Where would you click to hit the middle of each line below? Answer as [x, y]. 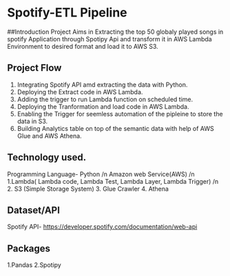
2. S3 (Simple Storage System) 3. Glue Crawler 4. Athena [88, 189]
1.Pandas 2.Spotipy [34, 265]
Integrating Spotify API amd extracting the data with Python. [102, 85]
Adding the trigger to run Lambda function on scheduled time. [105, 99]
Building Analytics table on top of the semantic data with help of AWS [116, 128]
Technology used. [47, 157]
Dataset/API [34, 210]
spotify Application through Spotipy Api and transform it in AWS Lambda [109, 39]
